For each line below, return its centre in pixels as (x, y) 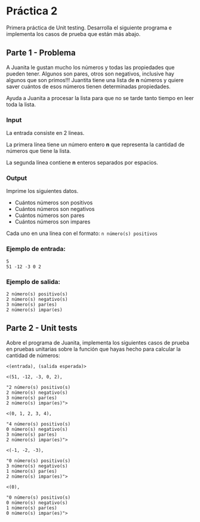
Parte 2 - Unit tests (42, 328)
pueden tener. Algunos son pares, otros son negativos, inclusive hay (90, 74)
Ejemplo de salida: (33, 282)
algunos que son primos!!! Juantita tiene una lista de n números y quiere (95, 80)
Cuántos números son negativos (55, 209)
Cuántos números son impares (53, 222)
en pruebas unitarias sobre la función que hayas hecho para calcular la (93, 349)
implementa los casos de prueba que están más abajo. (73, 34)
